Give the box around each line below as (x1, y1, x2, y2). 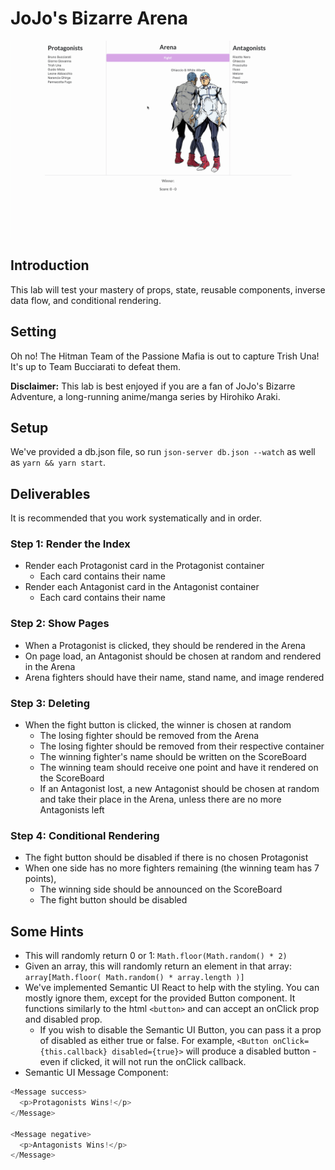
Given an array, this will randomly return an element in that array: (24, 960, 292, 972)
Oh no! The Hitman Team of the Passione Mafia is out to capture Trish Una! (10, 350, 320, 362)
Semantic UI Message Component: (24, 1067, 169, 1079)
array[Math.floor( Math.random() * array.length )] (24, 973, 245, 983)
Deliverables (10, 485, 91, 502)
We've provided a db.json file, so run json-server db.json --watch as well (10, 446, 316, 458)
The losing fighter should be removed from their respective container (39, 740, 325, 752)
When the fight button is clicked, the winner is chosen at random (24, 719, 292, 731)
